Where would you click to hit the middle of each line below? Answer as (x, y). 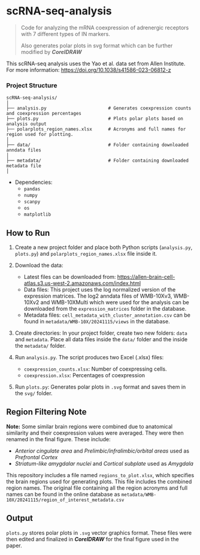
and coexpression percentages (44, 114)
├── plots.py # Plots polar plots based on (95, 119)
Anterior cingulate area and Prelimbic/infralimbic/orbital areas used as (102, 451)
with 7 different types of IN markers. (66, 34)
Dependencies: (34, 182)
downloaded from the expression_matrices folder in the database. (105, 309)
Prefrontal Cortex (36, 457)
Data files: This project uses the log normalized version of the (100, 290)
